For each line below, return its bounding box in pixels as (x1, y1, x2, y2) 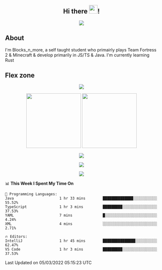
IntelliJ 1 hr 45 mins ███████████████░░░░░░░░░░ (5, 238, 158, 243)
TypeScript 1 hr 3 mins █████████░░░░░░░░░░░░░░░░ (5, 204, 158, 209)
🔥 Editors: (5, 234, 28, 239)
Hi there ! (63, 7, 100, 16)
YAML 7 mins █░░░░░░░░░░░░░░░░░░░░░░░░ (5, 213, 158, 218)
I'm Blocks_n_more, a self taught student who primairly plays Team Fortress (5, 47, 157, 52)
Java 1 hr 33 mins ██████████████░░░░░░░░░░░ (5, 196, 158, 201)
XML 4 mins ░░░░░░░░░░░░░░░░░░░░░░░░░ (5, 221, 158, 226)
